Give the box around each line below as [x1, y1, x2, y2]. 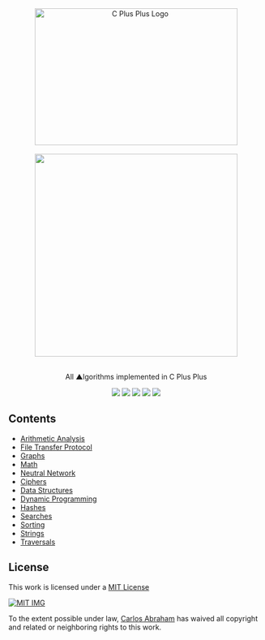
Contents [8, 412, 57, 426]
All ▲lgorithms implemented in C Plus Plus [65, 372, 207, 381]
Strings [19, 528, 45, 538]
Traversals [19, 537, 56, 547]
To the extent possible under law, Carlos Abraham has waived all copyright [8, 613, 258, 623]
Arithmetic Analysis [19, 433, 85, 443]
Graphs [19, 450, 45, 461]
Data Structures [19, 485, 73, 495]
